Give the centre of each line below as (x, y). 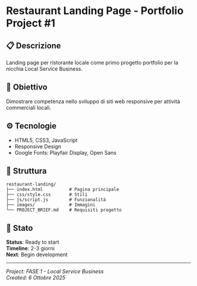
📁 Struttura (26, 171)
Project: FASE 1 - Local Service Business (55, 271)
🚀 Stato (20, 228)
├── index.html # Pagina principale (62, 190)
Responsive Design (38, 146)
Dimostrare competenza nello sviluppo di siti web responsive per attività (93, 101)
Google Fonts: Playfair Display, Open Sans (65, 152)
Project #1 (31, 23)
